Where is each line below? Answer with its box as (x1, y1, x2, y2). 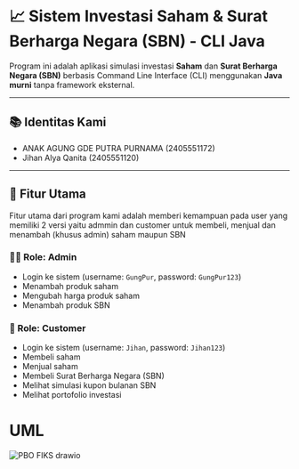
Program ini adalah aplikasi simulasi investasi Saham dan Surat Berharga (9, 61, 278, 71)
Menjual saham (21, 361, 78, 372)
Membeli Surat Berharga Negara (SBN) (21, 370, 165, 382)
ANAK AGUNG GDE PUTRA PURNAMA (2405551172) (21, 142, 215, 153)
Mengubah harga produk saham (21, 290, 141, 301)
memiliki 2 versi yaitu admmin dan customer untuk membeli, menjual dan (9, 219, 276, 230)
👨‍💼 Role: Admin (9, 251, 77, 263)
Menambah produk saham (21, 280, 118, 291)
